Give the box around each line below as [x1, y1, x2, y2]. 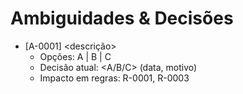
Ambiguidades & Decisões [10, 7, 234, 30]
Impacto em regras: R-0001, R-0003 [39, 72, 190, 84]
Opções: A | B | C [39, 50, 112, 62]
